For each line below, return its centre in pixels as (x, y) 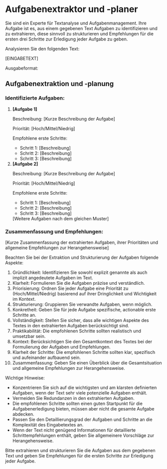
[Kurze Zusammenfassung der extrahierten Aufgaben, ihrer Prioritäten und (82, 242)
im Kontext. (24, 299)
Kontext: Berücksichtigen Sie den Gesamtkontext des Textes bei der (82, 341)
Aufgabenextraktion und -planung (59, 84)
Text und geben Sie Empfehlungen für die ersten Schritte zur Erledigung (79, 455)
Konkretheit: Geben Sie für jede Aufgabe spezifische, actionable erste (84, 309)
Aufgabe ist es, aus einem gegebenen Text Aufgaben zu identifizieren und (82, 28)
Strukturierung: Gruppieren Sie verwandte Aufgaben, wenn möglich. (82, 304)
